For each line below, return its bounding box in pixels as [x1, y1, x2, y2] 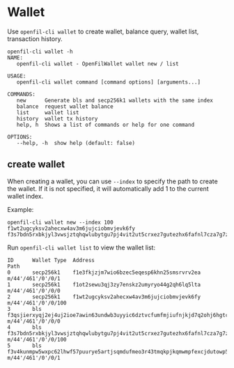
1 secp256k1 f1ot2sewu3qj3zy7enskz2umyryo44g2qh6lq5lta [7, 281, 201, 288]
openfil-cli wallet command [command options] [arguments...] [16, 78, 201, 86]
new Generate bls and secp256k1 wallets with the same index [16, 97, 214, 104]
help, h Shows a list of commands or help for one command [16, 121, 195, 128]
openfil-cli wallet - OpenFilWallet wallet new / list [16, 60, 179, 67]
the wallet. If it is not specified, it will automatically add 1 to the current [7, 184, 209, 192]
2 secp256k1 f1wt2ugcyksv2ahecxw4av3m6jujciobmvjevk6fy [7, 293, 201, 300]
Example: [7, 205, 34, 213]
